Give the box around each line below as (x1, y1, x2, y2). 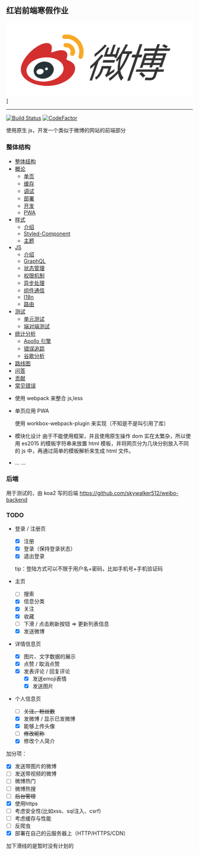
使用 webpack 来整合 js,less (14, 394, 83, 401)
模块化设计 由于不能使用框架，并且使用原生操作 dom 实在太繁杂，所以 (14, 432, 186, 439)
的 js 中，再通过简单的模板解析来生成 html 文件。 (14, 447, 134, 454)
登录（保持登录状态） (23, 545, 76, 553)
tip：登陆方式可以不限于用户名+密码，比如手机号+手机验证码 (14, 565, 163, 572)
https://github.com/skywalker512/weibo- (79, 489, 179, 496)
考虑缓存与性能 (14, 815, 52, 822)
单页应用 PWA (14, 407, 49, 414)
